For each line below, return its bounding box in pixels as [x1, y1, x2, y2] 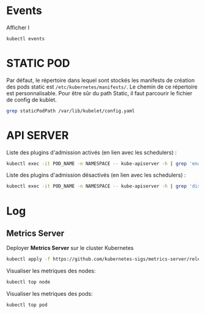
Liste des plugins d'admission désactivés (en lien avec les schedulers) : [6, 172, 186, 179]
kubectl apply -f [6, 256, 51, 263]
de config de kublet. [6, 96, 57, 103]
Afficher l [6, 24, 29, 31]
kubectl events [6, 35, 45, 42]
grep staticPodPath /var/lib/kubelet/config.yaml [6, 108, 135, 114]
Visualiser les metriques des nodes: [6, 267, 96, 275]
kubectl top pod [6, 302, 48, 309]
